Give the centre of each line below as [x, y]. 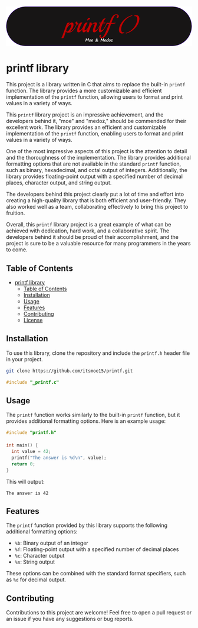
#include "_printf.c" [33, 382]
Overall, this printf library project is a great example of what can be [89, 225]
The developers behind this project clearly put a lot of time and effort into [95, 194]
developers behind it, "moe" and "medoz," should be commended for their [96, 121]
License [33, 321]
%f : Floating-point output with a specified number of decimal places [97, 549]
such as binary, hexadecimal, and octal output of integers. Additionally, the [97, 170]
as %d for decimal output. [36, 580]
